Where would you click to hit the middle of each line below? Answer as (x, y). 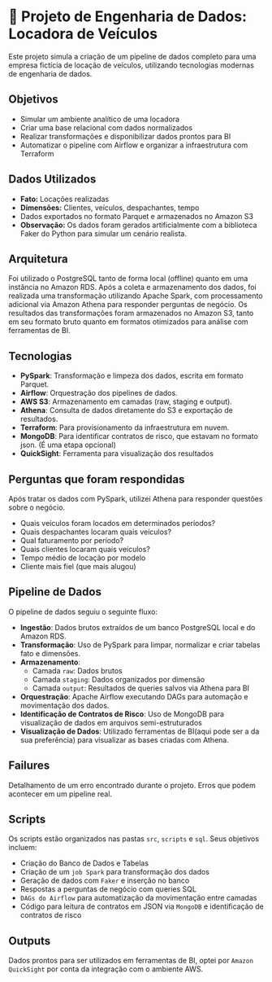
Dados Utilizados (52, 180)
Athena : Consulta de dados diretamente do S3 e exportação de (126, 410)
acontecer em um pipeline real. (60, 794)
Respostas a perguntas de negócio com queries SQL (108, 889)
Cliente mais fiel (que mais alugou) (78, 566)
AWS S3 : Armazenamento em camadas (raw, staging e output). (126, 401)
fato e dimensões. (50, 653)
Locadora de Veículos (83, 34)
